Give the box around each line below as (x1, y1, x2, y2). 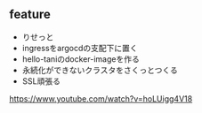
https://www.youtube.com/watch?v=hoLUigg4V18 (9, 93, 193, 104)
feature (9, 7, 52, 22)
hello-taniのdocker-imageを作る (21, 53, 140, 64)
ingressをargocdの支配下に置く (21, 42, 138, 53)
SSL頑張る (21, 75, 61, 87)
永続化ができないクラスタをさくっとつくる (21, 64, 178, 75)
